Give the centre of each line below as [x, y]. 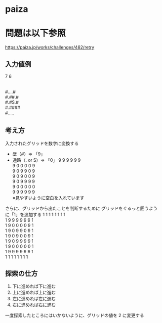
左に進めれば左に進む [34, 299]
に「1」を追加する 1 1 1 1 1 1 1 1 [35, 214]
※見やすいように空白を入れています [48, 198]
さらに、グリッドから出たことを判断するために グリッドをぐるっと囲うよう [81, 208]
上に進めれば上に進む [34, 292]
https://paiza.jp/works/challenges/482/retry [50, 47]
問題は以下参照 [36, 33]
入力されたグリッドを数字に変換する [42, 143]
